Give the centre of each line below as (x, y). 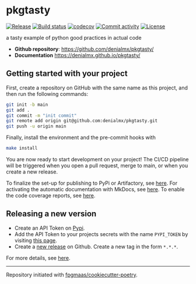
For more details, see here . (38, 258)
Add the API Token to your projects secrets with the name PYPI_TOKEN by (101, 234)
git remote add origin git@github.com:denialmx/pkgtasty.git (82, 121)
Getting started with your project (67, 74)
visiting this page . (36, 240)
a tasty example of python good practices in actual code (74, 37)
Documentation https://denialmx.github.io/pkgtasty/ (77, 55)
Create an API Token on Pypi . (50, 228)
